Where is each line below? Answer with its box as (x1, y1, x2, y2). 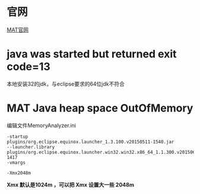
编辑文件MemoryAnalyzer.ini (7, 122, 77, 129)
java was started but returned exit (7, 47, 177, 61)
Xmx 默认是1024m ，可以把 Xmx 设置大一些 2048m (7, 181, 134, 188)
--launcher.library (7, 144, 55, 150)
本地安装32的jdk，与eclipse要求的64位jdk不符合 (7, 80, 125, 87)
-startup (7, 133, 28, 139)
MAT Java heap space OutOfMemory (7, 101, 193, 115)
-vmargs (7, 160, 26, 166)
